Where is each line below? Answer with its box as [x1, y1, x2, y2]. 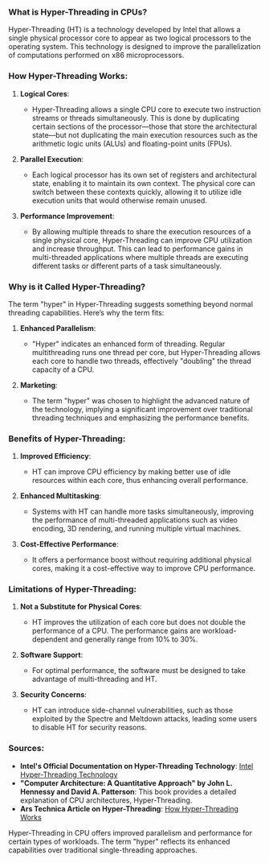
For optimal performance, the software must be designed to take [31, 666, 247, 675]
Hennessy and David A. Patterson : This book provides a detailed [19, 787, 237, 796]
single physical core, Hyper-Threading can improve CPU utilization [31, 235, 253, 245]
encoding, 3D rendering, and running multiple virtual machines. [31, 524, 242, 534]
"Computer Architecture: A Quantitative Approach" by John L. [19, 778, 233, 787]
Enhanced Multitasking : [19, 491, 102, 501]
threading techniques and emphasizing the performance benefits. [31, 413, 250, 423]
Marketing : [19, 380, 58, 390]
